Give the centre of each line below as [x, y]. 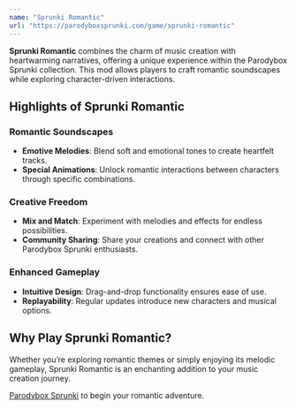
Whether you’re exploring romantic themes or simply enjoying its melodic [142, 360]
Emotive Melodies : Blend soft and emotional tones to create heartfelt [148, 151]
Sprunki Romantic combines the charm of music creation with [123, 50]
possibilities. [45, 231]
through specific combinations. [78, 179]
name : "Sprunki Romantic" [57, 17]
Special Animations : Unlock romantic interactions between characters [151, 170]
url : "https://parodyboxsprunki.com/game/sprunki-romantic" [122, 26]
